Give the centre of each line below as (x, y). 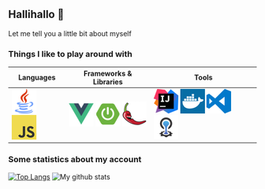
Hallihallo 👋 (36, 15)
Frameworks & (108, 73)
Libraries (108, 82)
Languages (37, 78)
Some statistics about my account (75, 160)
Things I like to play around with (70, 54)
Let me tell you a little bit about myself (70, 33)
